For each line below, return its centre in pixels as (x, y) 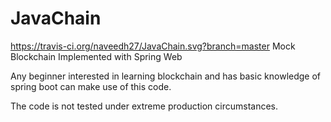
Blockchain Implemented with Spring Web (96, 56)
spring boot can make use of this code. (91, 86)
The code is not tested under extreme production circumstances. (144, 106)
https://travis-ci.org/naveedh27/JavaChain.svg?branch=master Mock (153, 46)
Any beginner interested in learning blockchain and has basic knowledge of (166, 76)
